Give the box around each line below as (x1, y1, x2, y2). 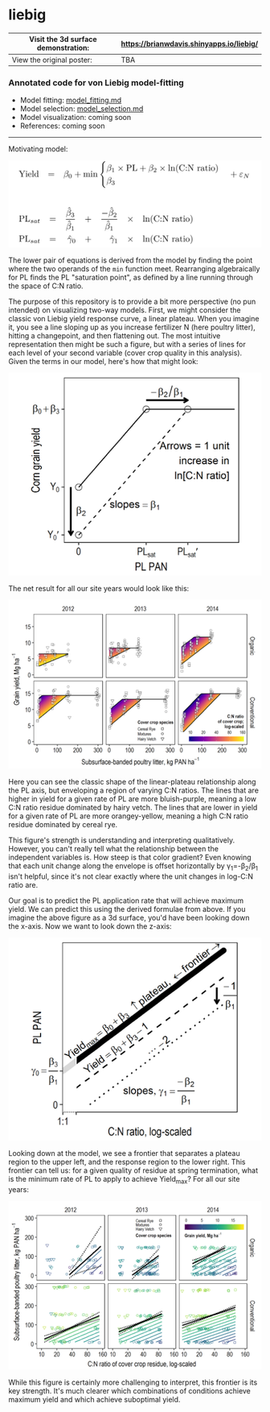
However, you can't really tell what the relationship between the (8, 844, 219, 853)
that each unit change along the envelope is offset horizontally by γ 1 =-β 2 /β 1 (8, 861, 259, 872)
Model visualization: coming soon (19, 113, 131, 122)
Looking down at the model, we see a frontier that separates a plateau (8, 1148, 240, 1157)
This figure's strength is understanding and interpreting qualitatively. (8, 835, 235, 845)
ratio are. (8, 880, 39, 889)
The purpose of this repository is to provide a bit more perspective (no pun (8, 296, 256, 307)
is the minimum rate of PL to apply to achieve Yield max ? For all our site (8, 1174, 240, 1186)
